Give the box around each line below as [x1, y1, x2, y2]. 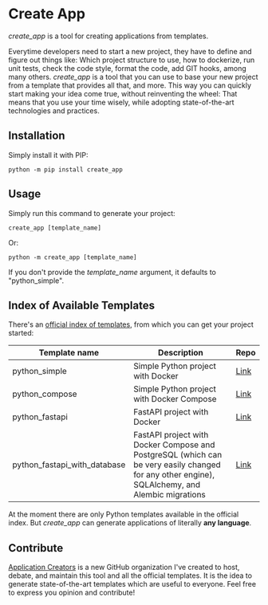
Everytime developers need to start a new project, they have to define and [8, 46, 253, 56]
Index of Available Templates [8, 298, 156, 312]
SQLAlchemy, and [132, 479, 201, 490]
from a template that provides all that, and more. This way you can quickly [8, 81, 252, 90]
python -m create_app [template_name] [8, 253, 137, 261]
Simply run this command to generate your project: [8, 208, 175, 218]
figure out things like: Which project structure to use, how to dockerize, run [8, 55, 255, 65]
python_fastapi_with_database [12, 459, 126, 470]
